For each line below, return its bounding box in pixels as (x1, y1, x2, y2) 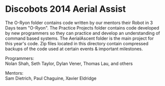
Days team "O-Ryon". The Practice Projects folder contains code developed (5, 25, 160, 30)
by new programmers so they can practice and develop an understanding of (5, 30, 161, 36)
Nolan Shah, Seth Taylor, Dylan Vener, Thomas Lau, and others (5, 60, 133, 66)
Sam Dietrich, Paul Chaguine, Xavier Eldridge (5, 75, 97, 81)
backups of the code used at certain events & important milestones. (5, 46, 143, 52)
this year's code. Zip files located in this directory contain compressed (5, 40, 149, 46)
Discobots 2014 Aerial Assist (5, 3, 126, 15)
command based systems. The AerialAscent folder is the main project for (5, 35, 154, 41)
